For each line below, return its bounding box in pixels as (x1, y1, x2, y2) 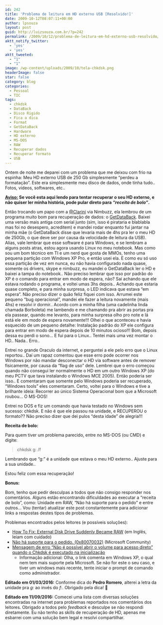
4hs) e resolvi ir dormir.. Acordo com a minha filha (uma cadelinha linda (5, 301, 148, 307)
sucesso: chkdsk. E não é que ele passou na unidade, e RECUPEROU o (5, 408, 147, 414)
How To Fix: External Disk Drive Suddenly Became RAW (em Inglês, (12, 528, 147, 534)
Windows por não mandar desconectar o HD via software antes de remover (5, 357, 156, 363)
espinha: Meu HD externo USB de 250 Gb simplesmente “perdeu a (5, 174, 138, 180)
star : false (5, 75, 29, 80)
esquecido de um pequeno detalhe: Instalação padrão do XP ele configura (5, 322, 154, 328)
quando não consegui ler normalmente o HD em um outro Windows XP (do (5, 367, 154, 374)
